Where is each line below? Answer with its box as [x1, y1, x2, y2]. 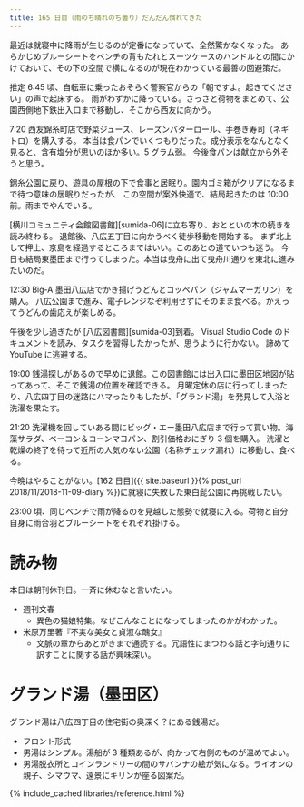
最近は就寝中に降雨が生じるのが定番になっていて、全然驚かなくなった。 [9, 39, 279, 50]
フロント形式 [22, 735, 71, 746]
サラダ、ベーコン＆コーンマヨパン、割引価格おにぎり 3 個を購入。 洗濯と [16, 433, 290, 444]
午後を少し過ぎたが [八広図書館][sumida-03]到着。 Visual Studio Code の [9, 326, 283, 337]
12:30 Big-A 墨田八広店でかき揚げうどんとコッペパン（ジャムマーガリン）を [9, 284, 294, 295]
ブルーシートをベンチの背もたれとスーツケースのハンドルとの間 [40, 51, 279, 62]
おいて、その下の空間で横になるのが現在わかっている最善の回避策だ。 [25, 62, 287, 73]
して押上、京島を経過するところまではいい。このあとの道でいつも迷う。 [9, 242, 279, 253]
